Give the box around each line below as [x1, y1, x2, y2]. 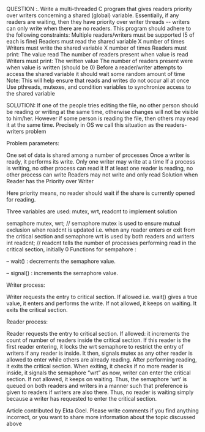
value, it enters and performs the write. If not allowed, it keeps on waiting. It [6, 300, 197, 307]
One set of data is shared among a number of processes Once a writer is [6, 151, 190, 159]
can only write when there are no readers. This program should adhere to [6, 25, 192, 32]
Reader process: [6, 318, 48, 325]
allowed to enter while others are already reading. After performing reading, [6, 356, 197, 363]
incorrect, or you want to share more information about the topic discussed [6, 414, 196, 420]
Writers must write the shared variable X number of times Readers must [6, 44, 187, 51]
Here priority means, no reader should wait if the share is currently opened [6, 189, 195, 197]
